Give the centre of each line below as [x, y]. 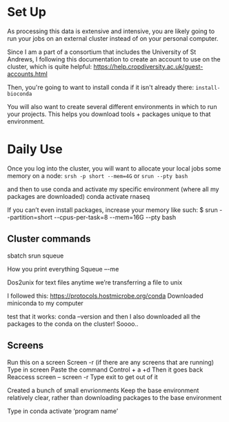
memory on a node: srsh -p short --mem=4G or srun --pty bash [98, 175]
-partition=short [30, 217]
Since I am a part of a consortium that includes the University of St [102, 52]
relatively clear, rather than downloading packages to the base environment [114, 397]
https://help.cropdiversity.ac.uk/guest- [148, 66]
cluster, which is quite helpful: [50, 66]
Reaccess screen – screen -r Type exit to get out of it [83, 376]
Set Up [27, 12]
